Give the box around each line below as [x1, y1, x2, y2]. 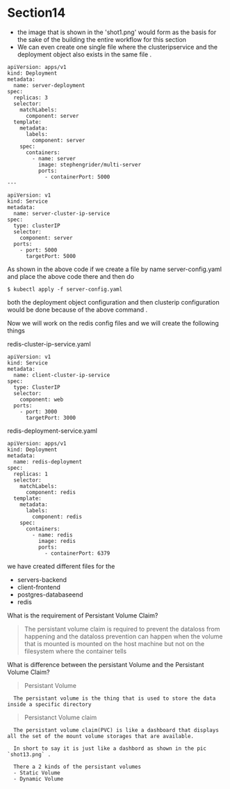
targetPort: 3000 [25, 414, 76, 421]
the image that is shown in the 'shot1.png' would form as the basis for [17, 28, 217, 36]
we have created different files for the [7, 562, 115, 570]
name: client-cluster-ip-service [13, 371, 110, 378]
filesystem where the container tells [24, 647, 127, 655]
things [7, 326, 26, 335]
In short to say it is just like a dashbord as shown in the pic [13, 744, 207, 752]
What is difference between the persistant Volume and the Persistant [7, 660, 204, 668]
